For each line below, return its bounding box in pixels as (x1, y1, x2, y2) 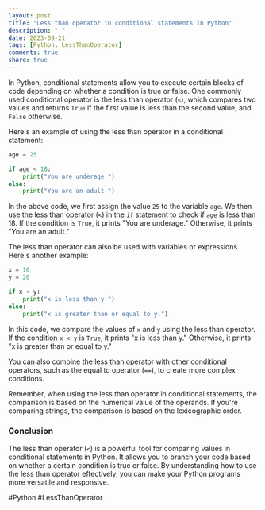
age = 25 (8, 150, 37, 159)
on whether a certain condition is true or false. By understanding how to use (8, 460, 257, 469)
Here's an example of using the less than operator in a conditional (8, 126, 224, 136)
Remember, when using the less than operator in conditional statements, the (8, 388, 258, 398)
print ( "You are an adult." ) (22, 187, 115, 195)
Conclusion (8, 426, 54, 437)
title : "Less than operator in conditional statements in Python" (8, 19, 232, 27)
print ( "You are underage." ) (22, 172, 115, 180)
